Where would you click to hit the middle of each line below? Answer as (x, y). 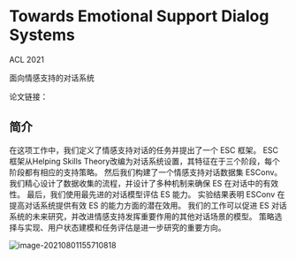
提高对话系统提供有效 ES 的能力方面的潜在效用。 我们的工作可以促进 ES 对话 (148, 205)
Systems (42, 35)
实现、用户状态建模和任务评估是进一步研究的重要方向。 (125, 227)
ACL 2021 (27, 59)
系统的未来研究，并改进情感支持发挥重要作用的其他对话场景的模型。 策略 (142, 216)
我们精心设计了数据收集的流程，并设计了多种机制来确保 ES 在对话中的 (136, 183)
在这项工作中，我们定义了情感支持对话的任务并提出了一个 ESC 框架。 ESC (144, 150)
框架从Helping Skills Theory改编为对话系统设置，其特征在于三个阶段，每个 (145, 161)
